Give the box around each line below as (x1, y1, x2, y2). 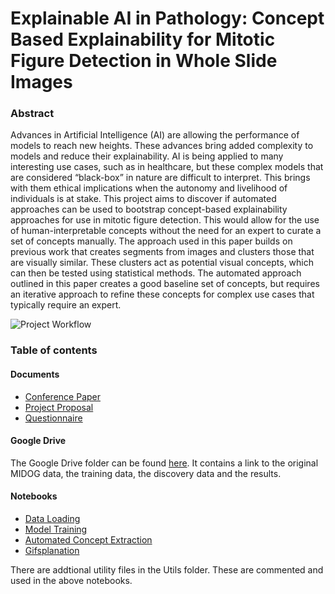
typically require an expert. (10, 299, 122, 311)
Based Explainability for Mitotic (10, 28, 276, 51)
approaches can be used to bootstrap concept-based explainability (10, 203, 288, 216)
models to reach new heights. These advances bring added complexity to (10, 140, 314, 152)
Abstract (10, 107, 55, 121)
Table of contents (10, 343, 98, 357)
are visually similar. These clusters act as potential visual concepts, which (10, 257, 315, 269)
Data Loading (24, 513, 81, 525)
